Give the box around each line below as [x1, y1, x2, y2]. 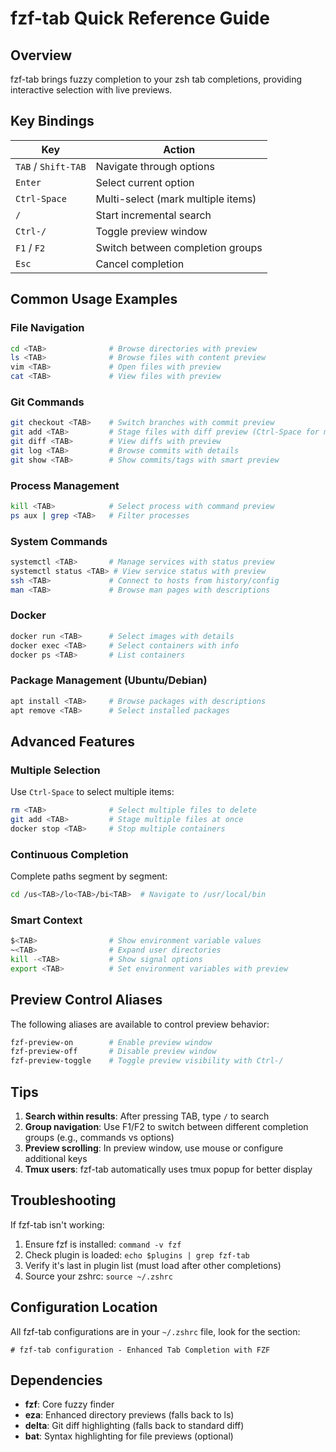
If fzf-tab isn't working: [10, 1218, 105, 1231]
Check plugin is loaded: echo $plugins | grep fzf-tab [24, 1248, 250, 1261]
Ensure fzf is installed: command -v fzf [24, 1238, 182, 1250]
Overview [10, 47, 73, 64]
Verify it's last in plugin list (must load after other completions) [24, 1259, 282, 1271]
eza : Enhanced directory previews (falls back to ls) [24, 1409, 235, 1421]
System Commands [10, 534, 108, 548]
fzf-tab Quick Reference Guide [10, 7, 270, 30]
